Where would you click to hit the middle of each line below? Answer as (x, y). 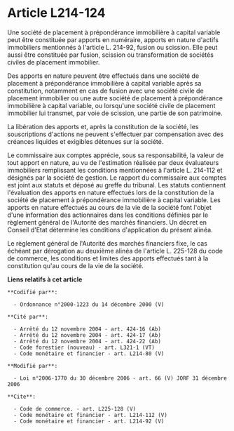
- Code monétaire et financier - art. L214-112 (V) (91, 415)
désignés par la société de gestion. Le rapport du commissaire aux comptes (117, 178)
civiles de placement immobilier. (54, 62)
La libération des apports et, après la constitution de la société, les (103, 126)
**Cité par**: (28, 317)
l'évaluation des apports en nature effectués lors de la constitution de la (111, 192)
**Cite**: (22, 397)
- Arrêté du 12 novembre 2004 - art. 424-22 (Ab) (87, 341)
